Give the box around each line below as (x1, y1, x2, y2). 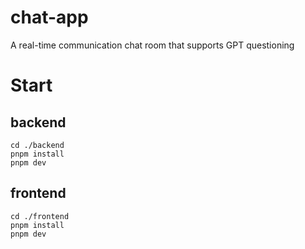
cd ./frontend (10, 211, 70, 221)
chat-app (10, 6, 89, 29)
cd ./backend (10, 140, 65, 150)
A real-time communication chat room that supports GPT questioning (10, 39, 295, 51)
